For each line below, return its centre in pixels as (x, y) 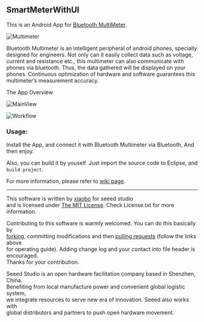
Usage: (17, 131)
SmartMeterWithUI (43, 10)
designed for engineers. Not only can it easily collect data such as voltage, (100, 55)
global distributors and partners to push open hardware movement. (90, 313)
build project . (25, 170)
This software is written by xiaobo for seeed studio (70, 199)
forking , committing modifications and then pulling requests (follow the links (101, 236)
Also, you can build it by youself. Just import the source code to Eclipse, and (102, 163)
